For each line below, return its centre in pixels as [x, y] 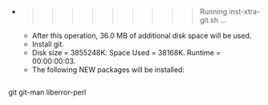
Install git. [48, 44]
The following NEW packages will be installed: [108, 70]
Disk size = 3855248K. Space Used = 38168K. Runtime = [126, 52]
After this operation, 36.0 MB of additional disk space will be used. [142, 36]
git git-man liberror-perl [47, 92]
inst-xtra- [244, 12]
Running [213, 12]
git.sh [209, 20]
